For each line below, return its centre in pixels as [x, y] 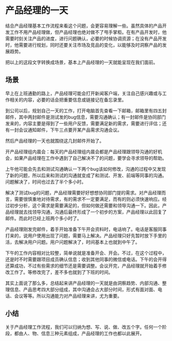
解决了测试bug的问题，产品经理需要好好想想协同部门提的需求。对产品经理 [83, 192]
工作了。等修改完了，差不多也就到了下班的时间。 [61, 272]
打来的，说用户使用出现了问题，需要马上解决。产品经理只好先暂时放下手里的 [86, 235]
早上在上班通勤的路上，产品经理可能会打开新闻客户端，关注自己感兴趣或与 [84, 93]
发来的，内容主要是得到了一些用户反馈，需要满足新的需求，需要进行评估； [84, 123]
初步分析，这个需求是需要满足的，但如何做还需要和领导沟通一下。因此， [86, 205]
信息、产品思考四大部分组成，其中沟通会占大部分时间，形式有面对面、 [83, 289]
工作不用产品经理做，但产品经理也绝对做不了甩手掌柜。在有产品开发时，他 [88, 32]
